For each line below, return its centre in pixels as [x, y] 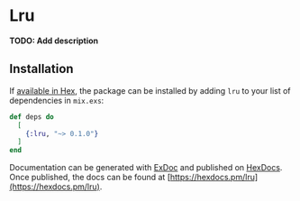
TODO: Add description [54, 41]
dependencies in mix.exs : [57, 100]
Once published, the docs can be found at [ [90, 178]
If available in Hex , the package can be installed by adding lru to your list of [150, 90]
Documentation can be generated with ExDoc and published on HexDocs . [146, 168]
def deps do [32, 117]
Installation [41, 69]
